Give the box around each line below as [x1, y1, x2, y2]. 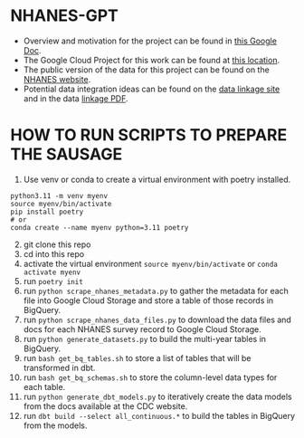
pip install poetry [10, 207, 84, 216]
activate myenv [23, 268, 81, 277]
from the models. [23, 420, 88, 431]
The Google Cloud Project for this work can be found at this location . [23, 54, 280, 65]
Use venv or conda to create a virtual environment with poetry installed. [23, 174, 291, 185]
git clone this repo [23, 239, 91, 250]
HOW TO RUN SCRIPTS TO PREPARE [10, 125, 288, 146]
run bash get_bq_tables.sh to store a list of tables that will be [23, 352, 252, 363]
